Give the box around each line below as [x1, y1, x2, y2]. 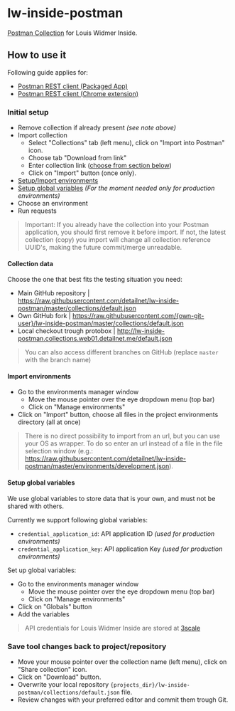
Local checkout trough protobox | [17, 327, 116, 335]
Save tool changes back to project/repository [7, 641, 167, 651]
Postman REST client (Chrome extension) [17, 89, 139, 98]
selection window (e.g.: [24, 447, 94, 455]
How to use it [7, 49, 67, 61]
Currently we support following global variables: [7, 515, 148, 524]
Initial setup [7, 107, 49, 117]
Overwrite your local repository [17, 680, 109, 688]
